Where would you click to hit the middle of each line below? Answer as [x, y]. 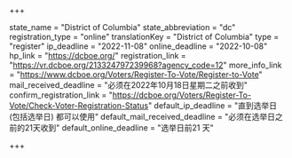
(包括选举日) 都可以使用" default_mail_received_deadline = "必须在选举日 [142, 117]
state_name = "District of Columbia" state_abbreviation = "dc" [122, 27]
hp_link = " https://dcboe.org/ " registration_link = [98, 55]
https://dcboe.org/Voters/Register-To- [182, 95]
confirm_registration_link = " [61, 95]
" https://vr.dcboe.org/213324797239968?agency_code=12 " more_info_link [146, 65]
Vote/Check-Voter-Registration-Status [79, 106]
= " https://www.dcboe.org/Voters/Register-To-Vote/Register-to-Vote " [136, 75]
